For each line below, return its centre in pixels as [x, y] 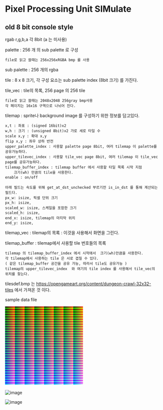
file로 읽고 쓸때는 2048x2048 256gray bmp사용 [49, 101]
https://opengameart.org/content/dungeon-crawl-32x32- [94, 284]
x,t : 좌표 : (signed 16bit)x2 [36, 126]
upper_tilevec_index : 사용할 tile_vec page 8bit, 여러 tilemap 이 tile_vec [81, 157]
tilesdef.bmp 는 [20, 284]
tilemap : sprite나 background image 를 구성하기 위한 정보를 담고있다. [72, 115]
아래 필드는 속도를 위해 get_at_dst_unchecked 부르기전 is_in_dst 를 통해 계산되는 [81, 187]
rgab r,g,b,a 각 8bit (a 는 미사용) [36, 39]
